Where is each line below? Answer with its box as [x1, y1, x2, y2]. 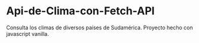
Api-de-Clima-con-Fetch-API [6, 4, 155, 18]
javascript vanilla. [6, 30, 49, 37]
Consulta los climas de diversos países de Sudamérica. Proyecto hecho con [6, 24, 193, 31]
